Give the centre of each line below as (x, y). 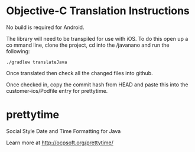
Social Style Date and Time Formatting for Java (64, 131)
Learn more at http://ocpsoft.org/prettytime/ (60, 143)
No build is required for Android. (45, 27)
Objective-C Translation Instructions (98, 11)
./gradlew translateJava (37, 62)
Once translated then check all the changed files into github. (79, 73)
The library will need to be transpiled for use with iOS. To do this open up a (97, 38)
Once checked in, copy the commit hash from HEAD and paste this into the (97, 85)
